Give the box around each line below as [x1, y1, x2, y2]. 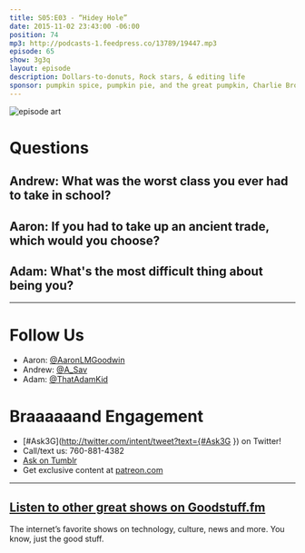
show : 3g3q [9, 55, 51, 64]
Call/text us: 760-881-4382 [22, 446, 125, 457]
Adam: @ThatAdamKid [22, 374, 109, 385]
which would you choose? [9, 232, 161, 248]
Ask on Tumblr [22, 455, 77, 466]
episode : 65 [9, 47, 54, 56]
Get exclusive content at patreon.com [22, 465, 163, 476]
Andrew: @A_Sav [22, 364, 88, 375]
